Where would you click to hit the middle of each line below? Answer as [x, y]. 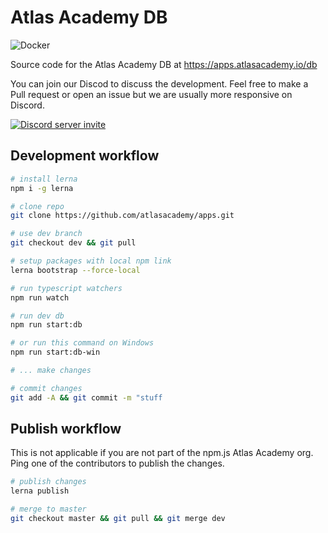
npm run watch [40, 297]
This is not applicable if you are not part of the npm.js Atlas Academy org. [162, 453]
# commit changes [46, 388]
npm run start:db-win [55, 352]
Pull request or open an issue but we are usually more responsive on [151, 94]
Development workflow [85, 156]
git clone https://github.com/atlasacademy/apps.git [122, 216]
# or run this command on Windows [82, 343]
